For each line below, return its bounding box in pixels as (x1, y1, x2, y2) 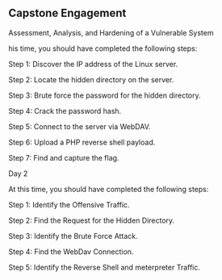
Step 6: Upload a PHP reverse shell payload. (8, 137, 156, 147)
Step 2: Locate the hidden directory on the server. (8, 74, 174, 84)
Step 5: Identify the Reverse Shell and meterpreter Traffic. (8, 262, 200, 272)
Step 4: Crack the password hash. (8, 106, 122, 115)
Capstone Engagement (8, 6, 127, 20)
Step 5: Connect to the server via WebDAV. (8, 121, 151, 132)
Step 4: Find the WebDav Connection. (8, 246, 134, 257)
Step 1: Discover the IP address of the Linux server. (8, 59, 178, 69)
